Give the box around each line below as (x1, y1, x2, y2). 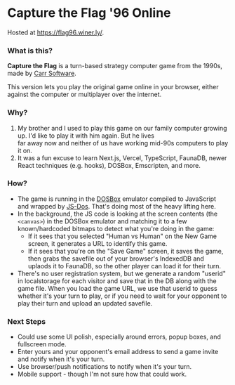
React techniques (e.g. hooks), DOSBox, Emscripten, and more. (17, 161, 201, 169)
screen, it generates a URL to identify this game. (27, 239, 168, 247)
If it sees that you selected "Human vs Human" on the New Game (27, 232, 217, 240)
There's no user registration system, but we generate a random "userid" (17, 269, 226, 278)
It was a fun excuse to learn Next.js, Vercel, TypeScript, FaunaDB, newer (17, 153, 227, 162)
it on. (17, 146, 33, 155)
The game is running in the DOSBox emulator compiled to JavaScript (17, 195, 216, 203)
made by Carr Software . (7, 69, 77, 78)
